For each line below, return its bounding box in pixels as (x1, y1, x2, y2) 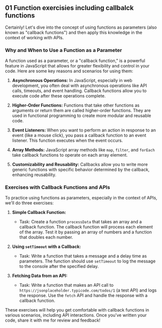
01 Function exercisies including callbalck (5, 4, 134, 12)
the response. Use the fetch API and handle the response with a (19, 293, 148, 298)
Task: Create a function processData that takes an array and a (19, 219, 142, 225)
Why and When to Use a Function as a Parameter (5, 47, 122, 53)
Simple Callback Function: (12, 210, 66, 215)
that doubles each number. (19, 234, 73, 240)
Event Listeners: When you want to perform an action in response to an (12, 127, 156, 133)
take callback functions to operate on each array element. (12, 152, 128, 158)
